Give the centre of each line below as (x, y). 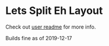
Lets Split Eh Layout (54, 11)
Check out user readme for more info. (51, 27)
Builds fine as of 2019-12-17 (39, 38)
